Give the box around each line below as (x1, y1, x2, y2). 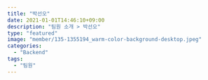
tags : (7, 56, 23, 63)
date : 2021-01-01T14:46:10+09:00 (7, 17, 105, 24)
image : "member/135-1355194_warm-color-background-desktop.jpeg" (7, 36, 202, 43)
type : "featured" (7, 29, 58, 37)
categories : (7, 42, 42, 49)
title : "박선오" (7, 10, 50, 17)
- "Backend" (13, 49, 49, 56)
